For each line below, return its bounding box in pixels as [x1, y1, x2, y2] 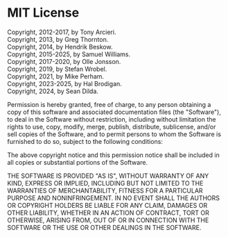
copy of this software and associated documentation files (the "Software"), [7, 108, 222, 116]
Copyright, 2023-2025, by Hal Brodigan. [7, 79, 123, 88]
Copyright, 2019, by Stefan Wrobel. [7, 65, 107, 73]
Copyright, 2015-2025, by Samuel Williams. [7, 50, 131, 58]
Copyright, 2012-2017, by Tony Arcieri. [7, 28, 116, 36]
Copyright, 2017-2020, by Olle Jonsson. [7, 57, 121, 65]
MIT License [7, 5, 80, 21]
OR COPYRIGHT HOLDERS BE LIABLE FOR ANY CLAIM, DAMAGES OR [7, 201, 208, 209]
